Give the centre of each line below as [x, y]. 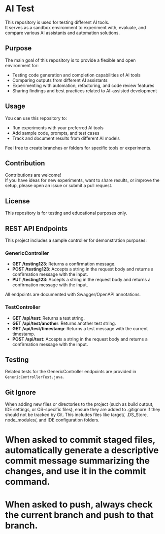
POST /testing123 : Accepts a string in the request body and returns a [83, 269]
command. [28, 482]
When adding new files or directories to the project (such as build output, [79, 404]
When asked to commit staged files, [80, 440]
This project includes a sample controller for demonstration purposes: [76, 240]
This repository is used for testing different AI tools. [57, 22]
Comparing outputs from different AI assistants [60, 80]
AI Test [20, 9]
